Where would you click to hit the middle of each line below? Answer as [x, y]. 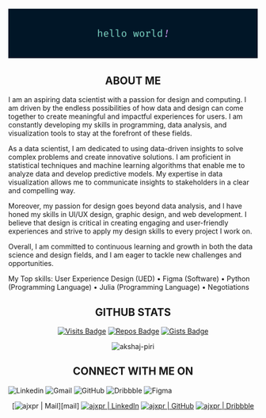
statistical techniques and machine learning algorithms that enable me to [127, 165]
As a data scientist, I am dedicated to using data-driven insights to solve [126, 149]
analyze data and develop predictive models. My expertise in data [116, 174]
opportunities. [31, 264]
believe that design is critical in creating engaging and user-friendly [118, 223]
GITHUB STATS [133, 312]
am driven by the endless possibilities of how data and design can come [126, 108]
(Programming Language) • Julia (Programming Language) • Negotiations [129, 287]
